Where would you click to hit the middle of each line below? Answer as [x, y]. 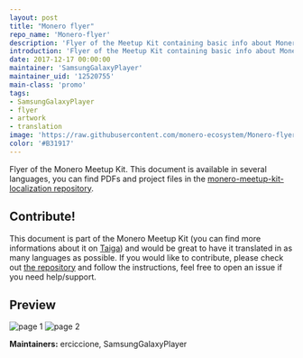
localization [31, 188]
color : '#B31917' [42, 143]
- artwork [28, 118]
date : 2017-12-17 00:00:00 [60, 60]
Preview [33, 304]
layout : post [34, 18]
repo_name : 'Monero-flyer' [60, 34]
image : [22, 135]
